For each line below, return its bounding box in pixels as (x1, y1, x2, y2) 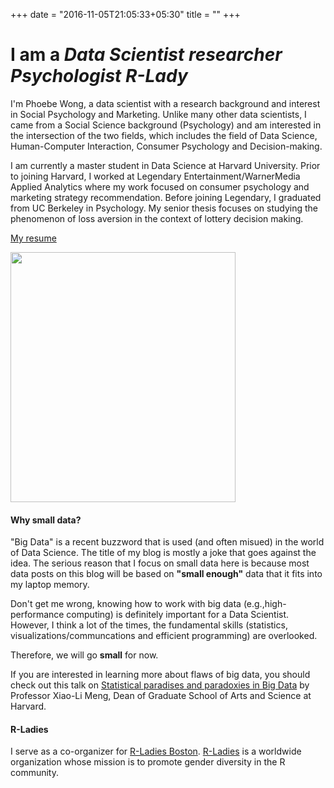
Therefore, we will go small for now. (10, 649, 159, 661)
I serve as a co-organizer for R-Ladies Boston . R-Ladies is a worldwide (10, 745, 302, 758)
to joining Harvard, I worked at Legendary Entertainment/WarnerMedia (10, 170, 301, 182)
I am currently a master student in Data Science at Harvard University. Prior (10, 159, 321, 171)
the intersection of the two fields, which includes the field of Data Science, (10, 129, 318, 141)
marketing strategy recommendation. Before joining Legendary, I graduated (10, 191, 322, 203)
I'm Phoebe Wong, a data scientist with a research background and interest (10, 97, 321, 109)
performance (10, 609, 65, 621)
